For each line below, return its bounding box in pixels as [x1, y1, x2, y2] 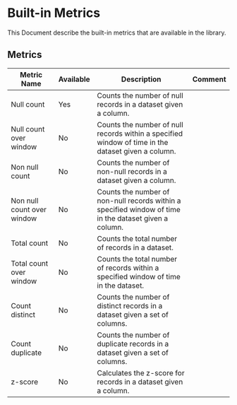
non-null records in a [97, 166, 167, 176]
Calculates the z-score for [97, 368, 185, 377]
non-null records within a [97, 196, 181, 206]
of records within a [97, 263, 159, 273]
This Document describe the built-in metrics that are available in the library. [7, 28, 226, 37]
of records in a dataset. [97, 242, 174, 252]
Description [121, 74, 162, 84]
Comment [192, 74, 226, 84]
